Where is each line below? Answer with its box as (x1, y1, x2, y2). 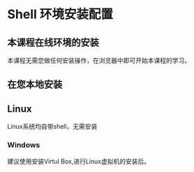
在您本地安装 (7, 78, 63, 91)
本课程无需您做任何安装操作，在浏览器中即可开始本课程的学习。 (7, 57, 191, 64)
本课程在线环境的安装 (7, 36, 99, 48)
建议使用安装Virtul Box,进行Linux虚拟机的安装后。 (7, 157, 151, 165)
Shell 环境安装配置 (7, 6, 114, 22)
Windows (7, 141, 40, 150)
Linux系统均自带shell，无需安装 (7, 122, 98, 131)
